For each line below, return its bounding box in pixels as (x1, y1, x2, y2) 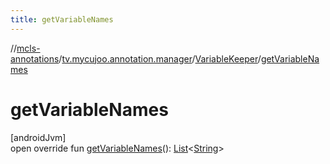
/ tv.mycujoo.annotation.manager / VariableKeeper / (58, 52, 262, 65)
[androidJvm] (10, 131, 67, 143)
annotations (10, 52, 60, 65)
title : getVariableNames (10, 14, 114, 25)
